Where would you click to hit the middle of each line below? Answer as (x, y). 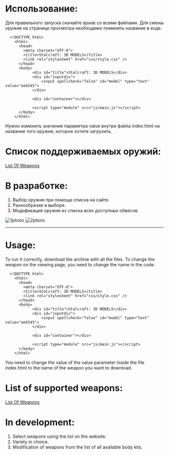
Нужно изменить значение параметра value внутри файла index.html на (82, 126)
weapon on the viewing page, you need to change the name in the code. (80, 264)
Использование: (41, 9)
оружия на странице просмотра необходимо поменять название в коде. (83, 28)
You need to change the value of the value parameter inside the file (75, 362)
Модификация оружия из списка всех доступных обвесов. (76, 210)
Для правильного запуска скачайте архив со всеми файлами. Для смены (84, 23)
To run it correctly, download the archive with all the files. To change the (80, 259)
